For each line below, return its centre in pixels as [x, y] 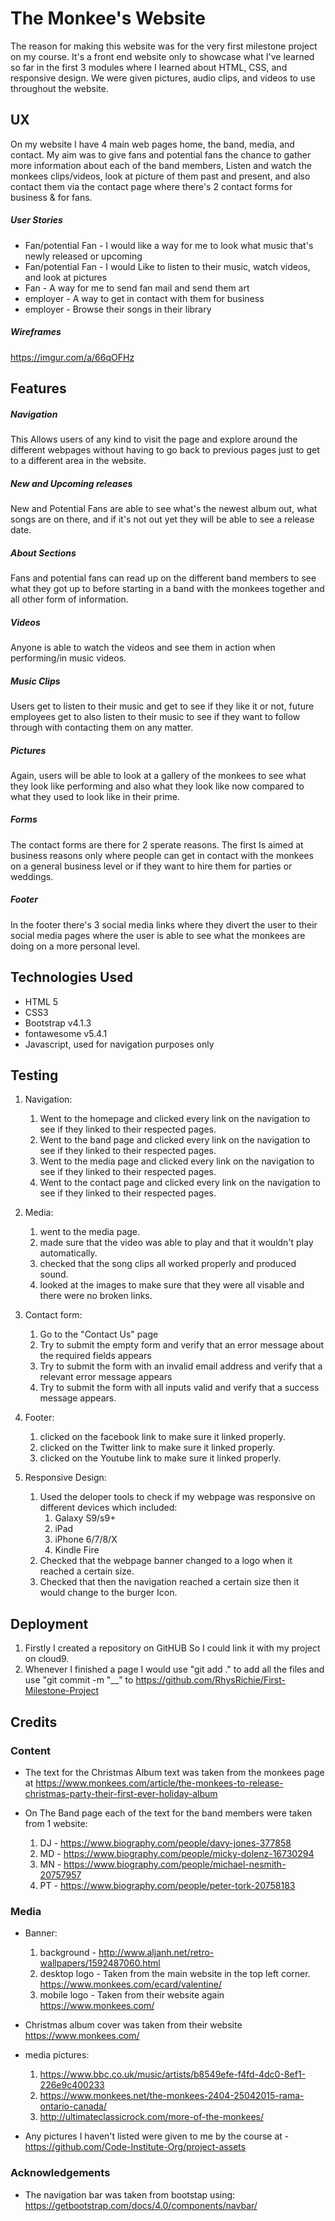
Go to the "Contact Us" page [99, 1334]
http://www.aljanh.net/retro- [156, 1953]
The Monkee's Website [108, 18]
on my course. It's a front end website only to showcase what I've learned [162, 56]
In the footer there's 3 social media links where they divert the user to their [164, 924]
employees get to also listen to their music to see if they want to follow [155, 716]
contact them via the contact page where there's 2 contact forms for [151, 186]
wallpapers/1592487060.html [100, 1963]
